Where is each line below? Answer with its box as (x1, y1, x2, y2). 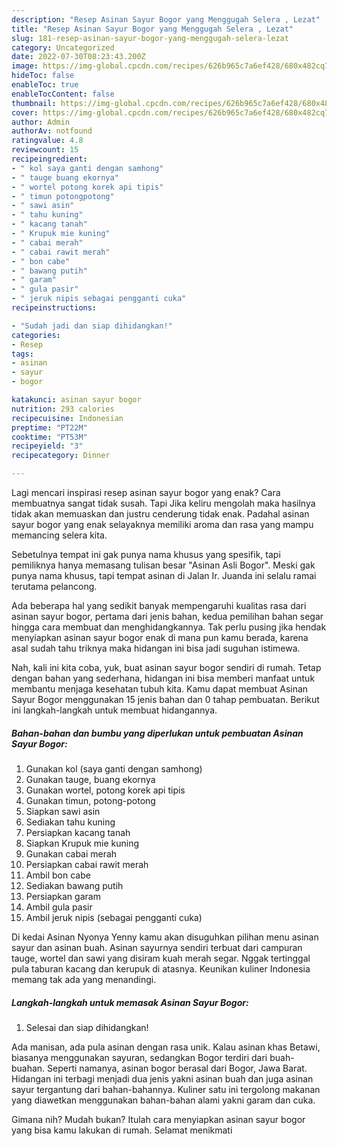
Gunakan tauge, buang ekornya (25, 773, 156, 785)
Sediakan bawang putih (25, 879, 124, 891)
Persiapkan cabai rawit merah (25, 858, 149, 870)
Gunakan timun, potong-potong (25, 794, 156, 806)
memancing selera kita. (11, 529, 108, 541)
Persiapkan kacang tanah (25, 826, 131, 838)
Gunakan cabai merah (25, 847, 118, 860)
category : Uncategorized (11, 42, 115, 53)
